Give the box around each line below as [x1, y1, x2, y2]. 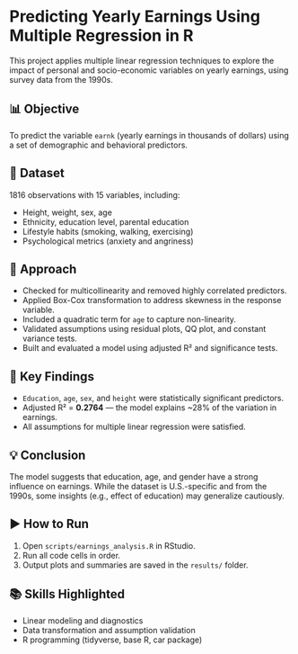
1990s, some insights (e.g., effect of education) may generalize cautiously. [9, 490, 285, 501]
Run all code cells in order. [22, 550, 121, 560]
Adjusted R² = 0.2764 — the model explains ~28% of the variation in [22, 402, 277, 413]
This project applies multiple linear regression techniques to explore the [9, 55, 275, 66]
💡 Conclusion [9, 447, 86, 462]
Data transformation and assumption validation [22, 624, 196, 635]
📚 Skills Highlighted [9, 587, 126, 602]
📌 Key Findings [9, 369, 94, 384]
